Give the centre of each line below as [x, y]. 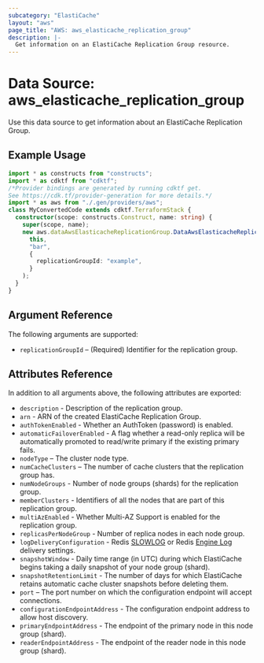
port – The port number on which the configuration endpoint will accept [136, 592]
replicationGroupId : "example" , [90, 261]
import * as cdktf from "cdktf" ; [63, 181]
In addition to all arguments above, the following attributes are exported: [125, 393]
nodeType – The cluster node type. [74, 458]
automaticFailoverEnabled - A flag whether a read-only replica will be [132, 433]
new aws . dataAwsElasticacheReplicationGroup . [98, 232]
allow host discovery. [54, 617]
